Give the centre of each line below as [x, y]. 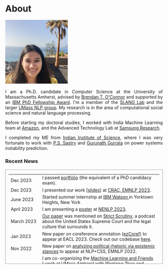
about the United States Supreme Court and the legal [96, 221]
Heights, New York [61, 202]
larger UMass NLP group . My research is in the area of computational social [84, 107]
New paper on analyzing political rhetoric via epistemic [98, 246]
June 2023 [22, 199]
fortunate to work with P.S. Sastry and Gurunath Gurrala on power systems [84, 143]
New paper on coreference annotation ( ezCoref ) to [94, 233]
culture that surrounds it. [67, 227]
